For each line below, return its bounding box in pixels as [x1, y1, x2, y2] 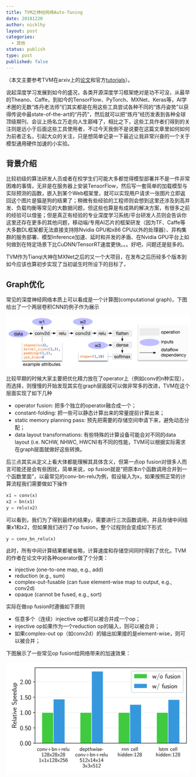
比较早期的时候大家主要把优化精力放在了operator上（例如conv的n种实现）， [6, 375, 187, 382]
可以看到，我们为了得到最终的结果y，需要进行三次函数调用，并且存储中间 [6, 516, 183, 523]
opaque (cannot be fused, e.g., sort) [14, 591, 102, 598]
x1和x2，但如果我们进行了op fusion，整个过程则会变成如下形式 [10, 523, 162, 530]
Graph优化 [6, 279, 45, 289]
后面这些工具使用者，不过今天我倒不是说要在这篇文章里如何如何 [36, 125, 190, 132]
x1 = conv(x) [6, 492, 38, 498]
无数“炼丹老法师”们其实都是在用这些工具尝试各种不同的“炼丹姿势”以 [21, 103, 184, 110]
